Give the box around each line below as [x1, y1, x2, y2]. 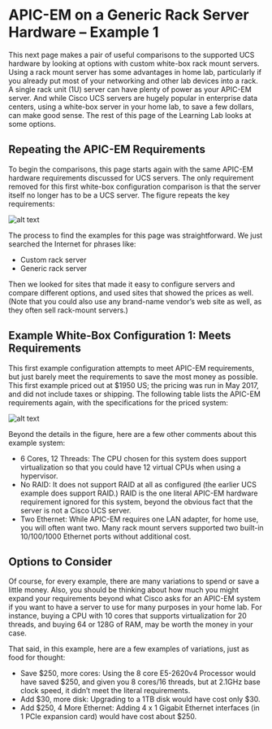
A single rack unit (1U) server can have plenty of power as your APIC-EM [8, 84, 252, 94]
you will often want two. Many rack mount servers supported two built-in [19, 522, 264, 532]
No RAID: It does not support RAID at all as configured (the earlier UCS [19, 479, 257, 489]
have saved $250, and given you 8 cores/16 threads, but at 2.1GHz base [19, 677, 261, 687]
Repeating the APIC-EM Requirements [8, 142, 205, 156]
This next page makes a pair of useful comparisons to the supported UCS [8, 50, 255, 59]
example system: [8, 438, 66, 447]
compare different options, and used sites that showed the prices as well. [8, 287, 254, 298]
